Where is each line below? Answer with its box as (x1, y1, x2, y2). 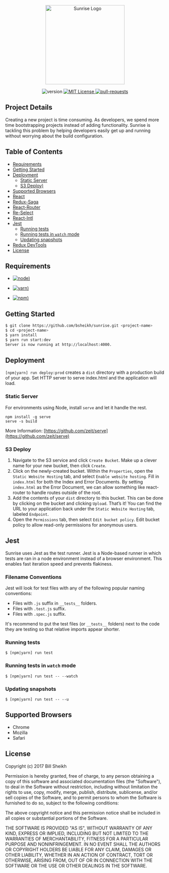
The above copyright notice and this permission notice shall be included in (5, 810, 160, 816)
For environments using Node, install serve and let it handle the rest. (5, 404, 147, 410)
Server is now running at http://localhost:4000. (5, 342, 112, 347)
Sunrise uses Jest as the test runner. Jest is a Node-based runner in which (5, 550, 161, 556)
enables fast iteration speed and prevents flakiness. (5, 561, 113, 567)
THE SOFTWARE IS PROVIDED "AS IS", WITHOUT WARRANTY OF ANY (5, 825, 153, 831)
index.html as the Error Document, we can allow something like (12, 484, 145, 491)
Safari (12, 735, 25, 741)
